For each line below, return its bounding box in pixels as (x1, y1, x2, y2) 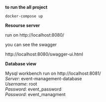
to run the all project (5, 4, 48, 10)
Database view (5, 61, 37, 66)
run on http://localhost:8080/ (5, 32, 64, 38)
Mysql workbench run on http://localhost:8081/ (5, 70, 102, 76)
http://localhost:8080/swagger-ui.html (5, 51, 83, 57)
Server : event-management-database (5, 76, 82, 81)
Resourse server (5, 22, 40, 28)
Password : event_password (5, 86, 62, 92)
